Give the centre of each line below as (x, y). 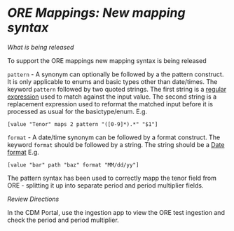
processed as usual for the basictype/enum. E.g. (77, 111)
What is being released (41, 47)
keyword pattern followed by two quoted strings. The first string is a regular (117, 89)
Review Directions (33, 199)
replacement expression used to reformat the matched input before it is (110, 104)
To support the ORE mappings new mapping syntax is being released (107, 60)
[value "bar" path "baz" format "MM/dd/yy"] (73, 165)
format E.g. (23, 152)
